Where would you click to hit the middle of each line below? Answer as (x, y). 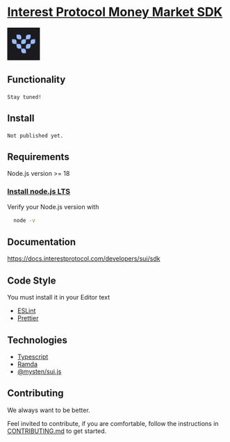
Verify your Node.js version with (53, 206)
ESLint (26, 311)
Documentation (42, 242)
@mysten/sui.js (39, 371)
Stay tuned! (24, 97)
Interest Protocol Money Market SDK (115, 12)
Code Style (32, 280)
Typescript (33, 357)
